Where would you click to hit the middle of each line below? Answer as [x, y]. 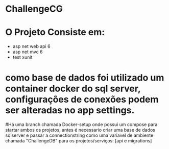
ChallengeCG [34, 9]
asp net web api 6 [31, 46]
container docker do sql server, [73, 89]
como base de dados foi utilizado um [85, 78]
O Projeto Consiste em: [55, 32]
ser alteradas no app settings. [70, 110]
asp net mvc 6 [28, 52]
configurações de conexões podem [82, 100]
